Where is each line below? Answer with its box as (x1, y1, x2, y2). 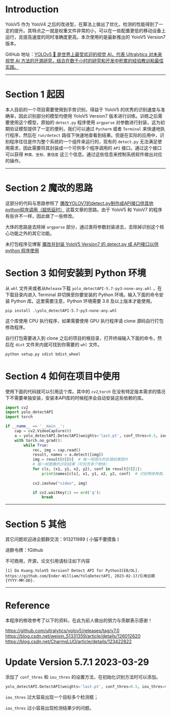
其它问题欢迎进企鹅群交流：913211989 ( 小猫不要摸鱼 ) (5, 536, 119, 543)
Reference (5, 600, 50, 612)
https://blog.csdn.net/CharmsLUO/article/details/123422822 (5, 638, 132, 645)
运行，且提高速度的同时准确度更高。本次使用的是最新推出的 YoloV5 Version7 (5, 34, 166, 40)
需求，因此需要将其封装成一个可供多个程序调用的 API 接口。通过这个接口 (9, 145, 162, 151)
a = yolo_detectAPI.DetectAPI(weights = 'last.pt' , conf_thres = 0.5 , (14, 433, 158, 438)
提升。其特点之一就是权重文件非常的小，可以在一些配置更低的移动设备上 (14, 27, 166, 34)
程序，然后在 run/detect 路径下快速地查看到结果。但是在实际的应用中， (9, 132, 160, 138)
